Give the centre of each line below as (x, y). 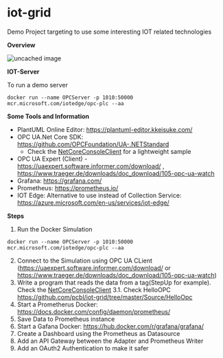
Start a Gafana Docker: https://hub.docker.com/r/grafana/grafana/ (110, 326)
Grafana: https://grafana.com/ (59, 181)
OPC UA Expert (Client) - (52, 159)
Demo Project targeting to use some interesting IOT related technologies (109, 32)
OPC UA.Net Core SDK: (50, 137)
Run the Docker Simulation (55, 229)
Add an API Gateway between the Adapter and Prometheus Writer (110, 341)
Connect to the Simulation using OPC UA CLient (85, 260)
